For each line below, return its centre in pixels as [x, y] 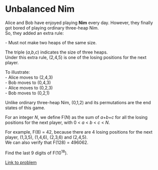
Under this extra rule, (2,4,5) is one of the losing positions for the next [76, 57]
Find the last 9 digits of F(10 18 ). [36, 152]
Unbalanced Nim [40, 9]
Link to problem [21, 162]
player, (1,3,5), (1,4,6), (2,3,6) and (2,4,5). [46, 137]
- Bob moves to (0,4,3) [28, 83]
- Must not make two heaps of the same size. [51, 42]
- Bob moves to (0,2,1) [28, 93]
